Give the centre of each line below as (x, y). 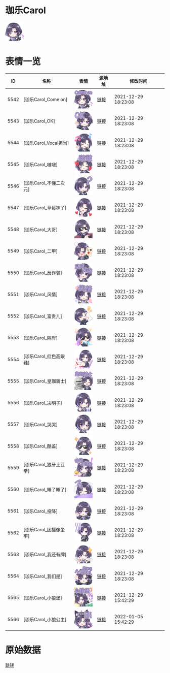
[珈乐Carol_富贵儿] (43, 316)
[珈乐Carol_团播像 (42, 530)
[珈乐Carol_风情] (41, 295)
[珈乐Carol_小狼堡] (43, 598)
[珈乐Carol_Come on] (46, 100)
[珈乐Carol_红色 (40, 357)
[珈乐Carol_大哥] (41, 230)
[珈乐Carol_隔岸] (41, 338)
